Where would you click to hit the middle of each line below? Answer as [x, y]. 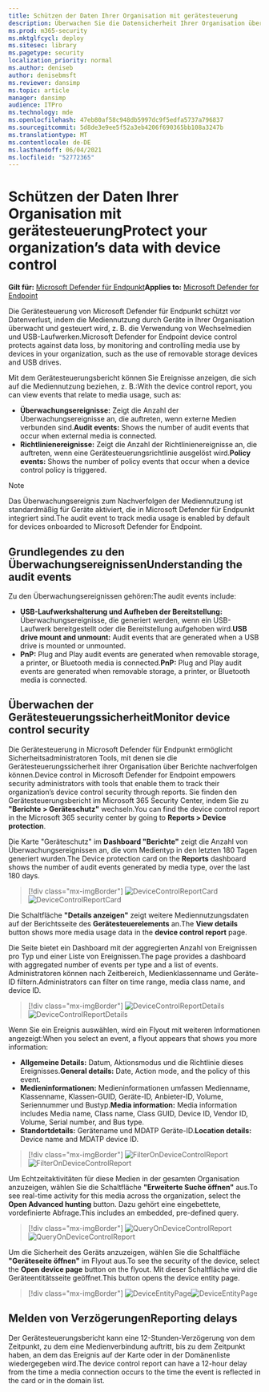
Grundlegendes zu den [67, 552]
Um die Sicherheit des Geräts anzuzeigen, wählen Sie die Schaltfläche [124, 1252]
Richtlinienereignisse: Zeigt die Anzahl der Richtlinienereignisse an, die [139, 445]
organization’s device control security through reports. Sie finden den [123, 792]
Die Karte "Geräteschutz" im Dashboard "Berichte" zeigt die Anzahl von [128, 841]
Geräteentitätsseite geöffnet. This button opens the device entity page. [124, 1277]
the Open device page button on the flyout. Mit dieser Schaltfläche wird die [133, 1269]
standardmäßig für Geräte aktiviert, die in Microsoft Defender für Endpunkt [131, 510]
